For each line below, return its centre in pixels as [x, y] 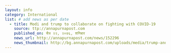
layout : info [19, 10]
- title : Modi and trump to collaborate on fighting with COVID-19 [83, 24]
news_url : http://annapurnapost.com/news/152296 [67, 38]
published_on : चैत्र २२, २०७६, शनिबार [50, 33]
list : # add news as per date [37, 19]
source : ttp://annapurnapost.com [50, 29]
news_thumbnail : [31, 43]
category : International [31, 15]
